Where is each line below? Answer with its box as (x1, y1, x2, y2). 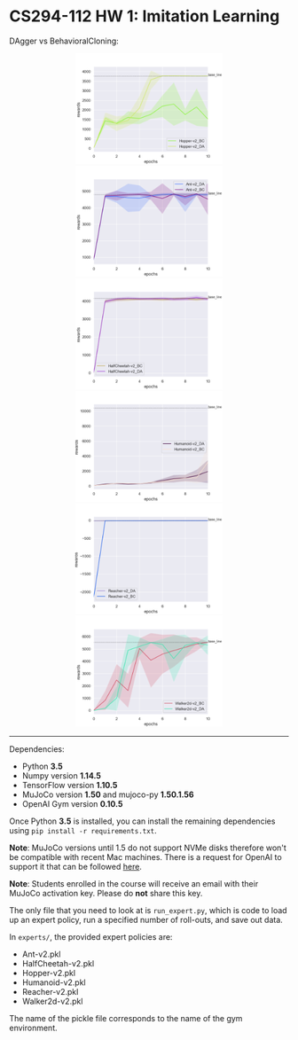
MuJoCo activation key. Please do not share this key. (9, 888, 203, 898)
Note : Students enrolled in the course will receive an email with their (9, 878, 259, 888)
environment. (9, 1022, 58, 1033)
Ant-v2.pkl (21, 949, 61, 959)
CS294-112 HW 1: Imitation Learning (9, 6, 280, 27)
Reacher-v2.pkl (21, 986, 79, 997)
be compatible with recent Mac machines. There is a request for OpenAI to (9, 851, 282, 862)
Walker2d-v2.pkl (21, 996, 83, 1006)
